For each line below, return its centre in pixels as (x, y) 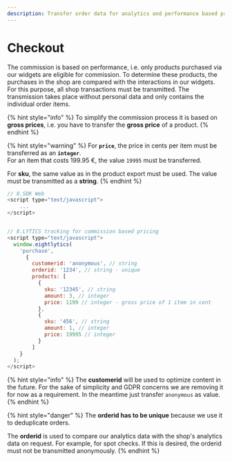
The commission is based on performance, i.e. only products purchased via (115, 67)
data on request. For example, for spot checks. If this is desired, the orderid (115, 443)
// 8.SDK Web (26, 194)
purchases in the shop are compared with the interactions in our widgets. (111, 82)
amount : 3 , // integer (77, 296)
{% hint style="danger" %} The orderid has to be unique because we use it (115, 416)
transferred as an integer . (44, 152)
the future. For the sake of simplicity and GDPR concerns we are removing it (115, 387)
